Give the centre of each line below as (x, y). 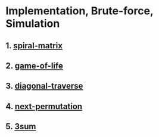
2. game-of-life (34, 66)
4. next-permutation (44, 106)
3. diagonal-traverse (44, 86)
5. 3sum (21, 127)
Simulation (33, 24)
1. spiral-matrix (34, 46)
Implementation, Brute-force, (79, 11)
